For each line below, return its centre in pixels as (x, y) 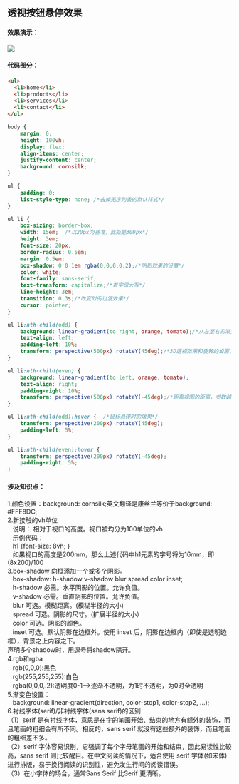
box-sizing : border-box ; (57, 226)
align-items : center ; (52, 153)
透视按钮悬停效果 (45, 13)
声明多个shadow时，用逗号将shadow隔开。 (71, 650)
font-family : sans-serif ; (59, 279)
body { (17, 127)
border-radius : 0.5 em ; (54, 252)
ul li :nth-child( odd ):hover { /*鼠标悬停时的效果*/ (83, 417)
